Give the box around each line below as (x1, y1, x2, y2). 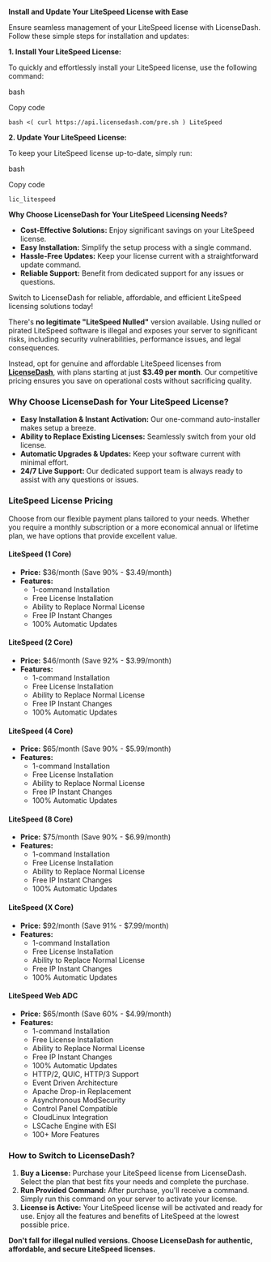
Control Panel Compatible (32, 1103, 118, 1114)
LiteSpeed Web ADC (8, 991, 78, 1001)
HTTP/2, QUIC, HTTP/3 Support (32, 1069, 139, 1079)
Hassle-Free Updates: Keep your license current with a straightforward (19, 251, 259, 260)
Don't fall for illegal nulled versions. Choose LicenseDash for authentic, (8, 1236, 253, 1246)
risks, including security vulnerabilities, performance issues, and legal (8, 334, 241, 344)
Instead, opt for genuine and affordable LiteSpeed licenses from (8, 358, 222, 368)
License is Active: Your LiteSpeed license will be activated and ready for (19, 1203, 263, 1213)
